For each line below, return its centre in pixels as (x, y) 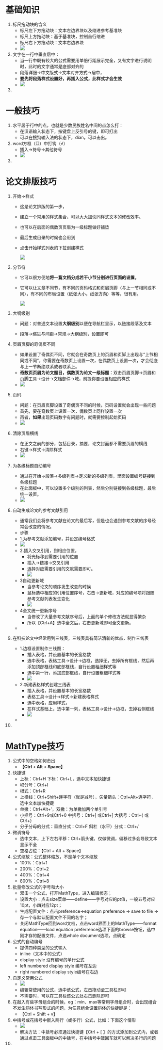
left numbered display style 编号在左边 (58, 966)
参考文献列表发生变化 (48, 598)
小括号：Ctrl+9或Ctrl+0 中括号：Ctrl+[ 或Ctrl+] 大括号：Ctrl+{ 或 (84, 815)
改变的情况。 (41, 526)
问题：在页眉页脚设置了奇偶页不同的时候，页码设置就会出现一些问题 (88, 405)
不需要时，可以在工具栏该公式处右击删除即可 (65, 996)
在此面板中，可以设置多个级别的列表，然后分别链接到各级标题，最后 (88, 488)
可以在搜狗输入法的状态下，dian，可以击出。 (65, 137)
